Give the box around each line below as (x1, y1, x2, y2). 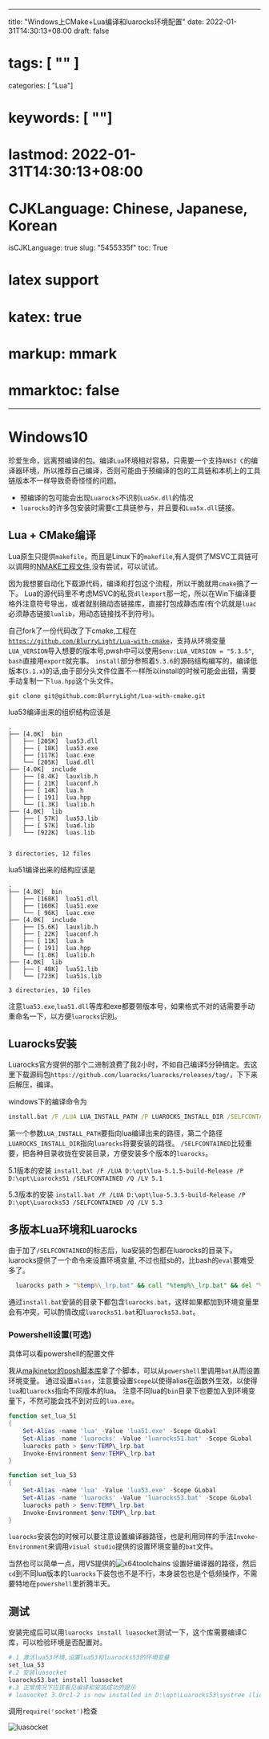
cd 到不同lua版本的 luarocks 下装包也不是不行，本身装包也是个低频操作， (8, 1569, 244, 1578)
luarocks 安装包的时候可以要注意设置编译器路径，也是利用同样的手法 (8, 1532, 234, 1541)
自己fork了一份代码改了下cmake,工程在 (8, 626, 138, 635)
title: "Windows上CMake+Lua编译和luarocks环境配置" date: (8, 17, 204, 27)
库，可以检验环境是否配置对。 (8, 1638, 106, 1647)
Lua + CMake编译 (8, 529, 96, 542)
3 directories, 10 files (8, 986, 91, 994)
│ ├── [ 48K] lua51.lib (8, 965, 98, 973)
